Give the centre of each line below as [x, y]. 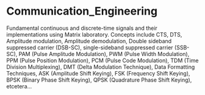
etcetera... [19, 86]
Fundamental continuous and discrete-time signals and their [82, 28]
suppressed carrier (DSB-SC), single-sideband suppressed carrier [90, 47]
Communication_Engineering [82, 11]
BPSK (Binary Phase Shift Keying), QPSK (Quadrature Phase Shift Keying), [99, 80]
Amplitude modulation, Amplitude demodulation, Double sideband [89, 41]
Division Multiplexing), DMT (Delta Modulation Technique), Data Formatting [101, 67]
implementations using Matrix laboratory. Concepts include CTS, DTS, [94, 34]
